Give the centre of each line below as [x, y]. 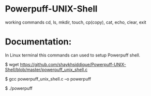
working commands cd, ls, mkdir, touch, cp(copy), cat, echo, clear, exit [76, 22]
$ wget [12, 64]
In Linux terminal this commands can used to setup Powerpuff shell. [73, 55]
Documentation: [38, 42]
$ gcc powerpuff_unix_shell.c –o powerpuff [48, 79]
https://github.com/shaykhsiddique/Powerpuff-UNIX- [73, 64]
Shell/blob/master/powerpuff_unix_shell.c [46, 69]
